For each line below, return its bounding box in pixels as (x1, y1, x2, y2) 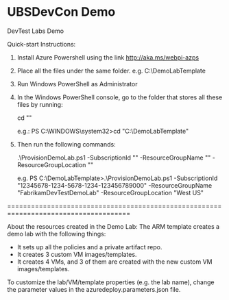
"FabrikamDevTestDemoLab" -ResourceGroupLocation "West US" (16, 188, 204, 197)
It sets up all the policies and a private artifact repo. (16, 242, 162, 251)
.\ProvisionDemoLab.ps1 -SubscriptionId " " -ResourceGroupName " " (16, 153, 211, 162)
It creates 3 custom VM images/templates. (16, 250, 137, 258)
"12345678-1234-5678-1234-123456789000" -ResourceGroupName (16, 181, 213, 189)
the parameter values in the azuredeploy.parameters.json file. (7, 285, 181, 293)
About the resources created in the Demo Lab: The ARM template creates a (7, 222, 220, 230)
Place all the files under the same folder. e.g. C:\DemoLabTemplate (16, 66, 206, 75)
